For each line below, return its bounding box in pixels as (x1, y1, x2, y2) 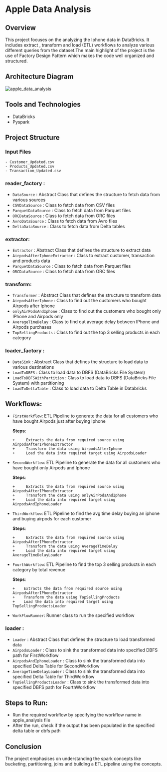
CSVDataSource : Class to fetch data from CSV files (12, 202, 115, 208)
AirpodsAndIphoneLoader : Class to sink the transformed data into (12, 657, 146, 663)
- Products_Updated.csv (5, 164, 55, 169)
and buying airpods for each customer (12, 516, 91, 522)
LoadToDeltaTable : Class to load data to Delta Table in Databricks (12, 385, 147, 391)
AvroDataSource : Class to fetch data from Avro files (12, 218, 118, 224)
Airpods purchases (12, 324, 52, 330)
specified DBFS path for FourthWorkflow (12, 684, 96, 690)
